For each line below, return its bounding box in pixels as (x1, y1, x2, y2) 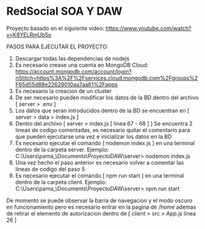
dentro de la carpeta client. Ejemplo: (15, 178, 107, 186)
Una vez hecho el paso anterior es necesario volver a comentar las (15, 159, 184, 166)
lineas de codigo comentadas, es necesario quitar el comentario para (15, 126, 191, 133)
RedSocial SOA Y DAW (6, 4, 122, 18)
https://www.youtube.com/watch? (105, 24, 192, 32)
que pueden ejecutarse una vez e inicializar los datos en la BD (15, 133, 173, 140)
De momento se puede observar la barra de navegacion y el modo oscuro (6, 197, 193, 204)
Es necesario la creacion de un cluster (15, 87, 112, 94)
